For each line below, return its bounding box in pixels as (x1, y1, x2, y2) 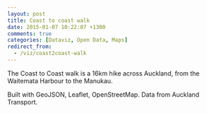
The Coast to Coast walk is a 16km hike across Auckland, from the (7, 69, 200, 78)
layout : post (7, 10, 46, 18)
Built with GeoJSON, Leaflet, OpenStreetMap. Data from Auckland (7, 90, 200, 99)
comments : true (7, 30, 52, 37)
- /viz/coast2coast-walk (13, 50, 87, 57)
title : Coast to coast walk (7, 17, 90, 24)
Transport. (7, 97, 38, 106)
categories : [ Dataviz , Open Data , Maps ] (7, 37, 129, 44)
